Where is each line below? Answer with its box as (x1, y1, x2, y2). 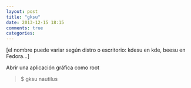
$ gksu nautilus (20, 76, 58, 83)
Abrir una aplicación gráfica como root (6, 64, 100, 71)
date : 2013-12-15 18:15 (6, 19, 65, 25)
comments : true (6, 25, 43, 31)
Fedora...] (6, 53, 30, 60)
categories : (6, 31, 35, 36)
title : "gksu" (6, 14, 41, 20)
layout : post (6, 8, 38, 15)
